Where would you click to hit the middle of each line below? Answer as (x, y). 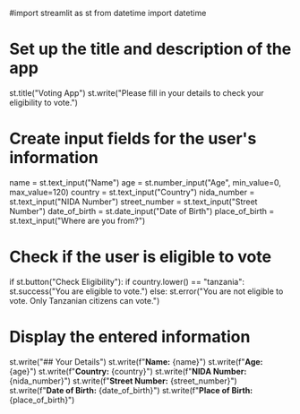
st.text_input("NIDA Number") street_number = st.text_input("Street (133, 202)
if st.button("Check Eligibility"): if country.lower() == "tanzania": (127, 281)
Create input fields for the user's (133, 139)
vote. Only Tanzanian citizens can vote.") (85, 300)
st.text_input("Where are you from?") (77, 220)
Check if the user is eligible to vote (140, 257)
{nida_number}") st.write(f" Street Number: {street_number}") (123, 381)
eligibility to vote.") (44, 102)
